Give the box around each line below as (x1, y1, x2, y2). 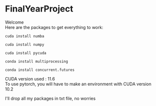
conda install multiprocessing (5, 59, 68, 64)
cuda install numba (5, 34, 45, 39)
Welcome (5, 19, 24, 25)
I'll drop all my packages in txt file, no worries (5, 95, 96, 101)
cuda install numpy (5, 42, 45, 47)
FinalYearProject (5, 3, 74, 14)
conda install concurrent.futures (5, 67, 75, 72)
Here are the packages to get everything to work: (5, 24, 103, 30)
